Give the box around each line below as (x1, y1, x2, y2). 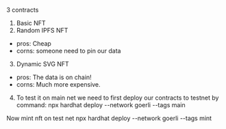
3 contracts (6, 6, 39, 14)
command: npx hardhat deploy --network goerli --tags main (16, 101, 186, 109)
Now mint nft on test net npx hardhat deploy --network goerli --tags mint (6, 114, 212, 122)
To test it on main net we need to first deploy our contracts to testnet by (16, 94, 219, 102)
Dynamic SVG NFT (16, 60, 69, 68)
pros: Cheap (16, 40, 52, 47)
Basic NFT (16, 19, 46, 27)
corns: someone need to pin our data (16, 47, 121, 55)
